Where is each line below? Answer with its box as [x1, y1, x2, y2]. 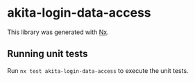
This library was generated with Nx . [7, 28, 109, 36]
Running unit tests [7, 48, 88, 60]
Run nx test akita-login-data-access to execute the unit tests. [7, 66, 189, 74]
